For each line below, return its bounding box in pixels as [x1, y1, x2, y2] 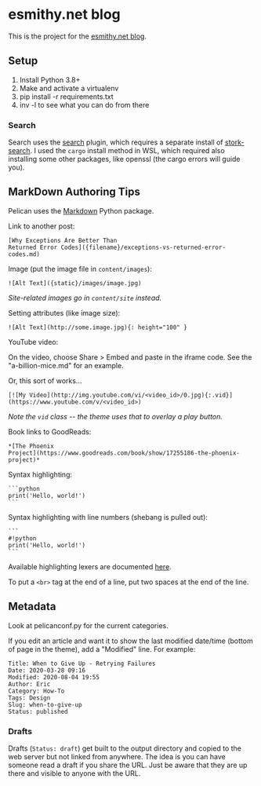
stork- [224, 137, 245, 147]
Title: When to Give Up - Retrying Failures [8, 660, 156, 667]
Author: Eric [8, 680, 51, 688]
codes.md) [8, 250, 41, 258]
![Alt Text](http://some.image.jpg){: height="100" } [8, 324, 188, 331]
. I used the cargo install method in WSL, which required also [30, 146, 225, 155]
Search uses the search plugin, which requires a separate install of [8, 137, 223, 147]
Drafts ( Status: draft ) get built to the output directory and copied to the [8, 744, 241, 753]
